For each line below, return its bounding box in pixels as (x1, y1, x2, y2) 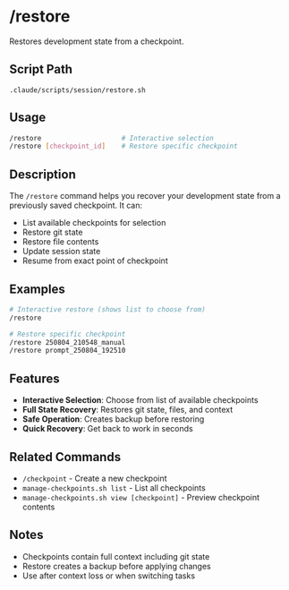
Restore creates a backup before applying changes (21, 560, 212, 571)
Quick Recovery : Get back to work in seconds (21, 423, 194, 434)
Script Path (9, 62, 73, 77)
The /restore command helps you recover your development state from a (9, 191, 281, 201)
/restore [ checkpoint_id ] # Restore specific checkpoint (9, 141, 239, 151)
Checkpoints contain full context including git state (21, 551, 210, 561)
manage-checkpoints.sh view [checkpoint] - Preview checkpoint (21, 492, 260, 502)
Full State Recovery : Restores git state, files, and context (21, 405, 234, 415)
